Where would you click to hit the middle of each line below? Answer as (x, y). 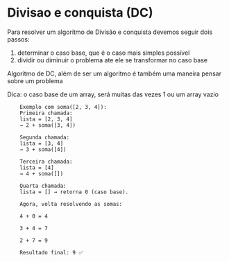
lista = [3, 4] (42, 143)
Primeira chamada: (46, 113)
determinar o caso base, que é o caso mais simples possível (103, 53)
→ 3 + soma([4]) (43, 149)
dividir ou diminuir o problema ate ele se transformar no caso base (112, 60)
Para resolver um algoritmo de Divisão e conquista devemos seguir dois (110, 32)
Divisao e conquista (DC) (80, 13)
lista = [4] (37, 168)
